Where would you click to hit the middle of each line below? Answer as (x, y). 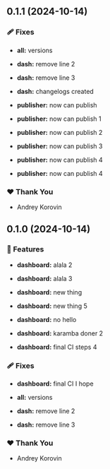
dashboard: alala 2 (44, 265)
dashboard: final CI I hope (55, 384)
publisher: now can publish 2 (60, 132)
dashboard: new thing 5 (52, 306)
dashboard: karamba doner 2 (60, 333)
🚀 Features (25, 249)
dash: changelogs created (55, 91)
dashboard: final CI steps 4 (57, 347)
